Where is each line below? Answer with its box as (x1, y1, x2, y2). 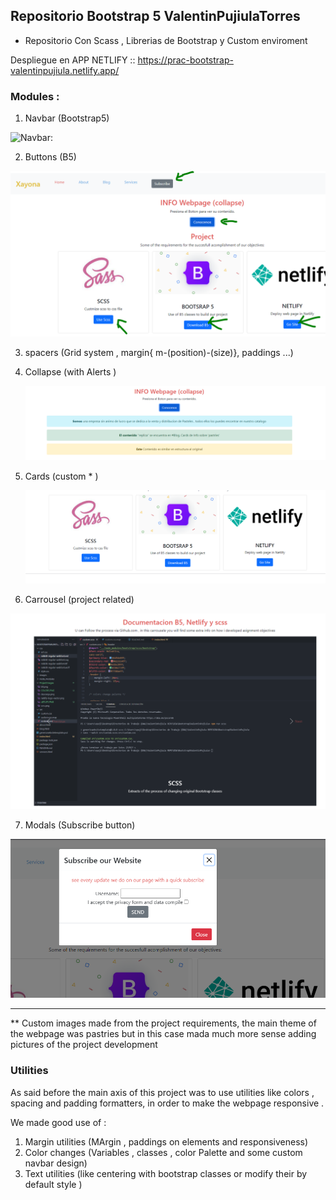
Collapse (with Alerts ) (24, 365, 117, 378)
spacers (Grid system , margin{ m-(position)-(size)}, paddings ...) (24, 346, 294, 358)
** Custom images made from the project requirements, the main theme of (10, 1017, 317, 1029)
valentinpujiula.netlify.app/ (10, 64, 120, 76)
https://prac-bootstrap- (137, 54, 234, 66)
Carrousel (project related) (24, 593, 135, 605)
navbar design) (24, 1157, 88, 1169)
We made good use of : (10, 1116, 107, 1128)
